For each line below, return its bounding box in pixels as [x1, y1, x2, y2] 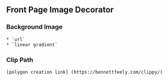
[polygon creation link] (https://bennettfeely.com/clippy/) [6, 69, 163, 75]
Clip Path [6, 55, 34, 64]
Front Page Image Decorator [6, 5, 114, 15]
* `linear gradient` [6, 41, 58, 47]
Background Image [6, 23, 63, 31]
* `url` [6, 36, 26, 43]
